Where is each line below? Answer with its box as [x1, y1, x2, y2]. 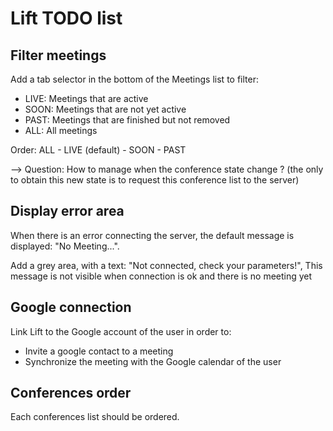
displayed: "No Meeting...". [10, 240, 120, 252]
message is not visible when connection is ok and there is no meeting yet [10, 270, 313, 282]
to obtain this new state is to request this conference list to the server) [10, 174, 300, 186]
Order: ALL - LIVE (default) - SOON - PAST [10, 144, 187, 156]
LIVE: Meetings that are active [24, 93, 149, 104]
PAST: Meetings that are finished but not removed [24, 114, 231, 126]
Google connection [10, 299, 132, 316]
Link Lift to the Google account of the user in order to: [10, 325, 232, 337]
